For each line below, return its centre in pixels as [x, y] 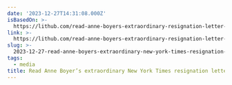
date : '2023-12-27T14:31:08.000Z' [57, 13]
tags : [15, 58]
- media [25, 64]
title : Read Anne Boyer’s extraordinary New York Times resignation [108, 71]
